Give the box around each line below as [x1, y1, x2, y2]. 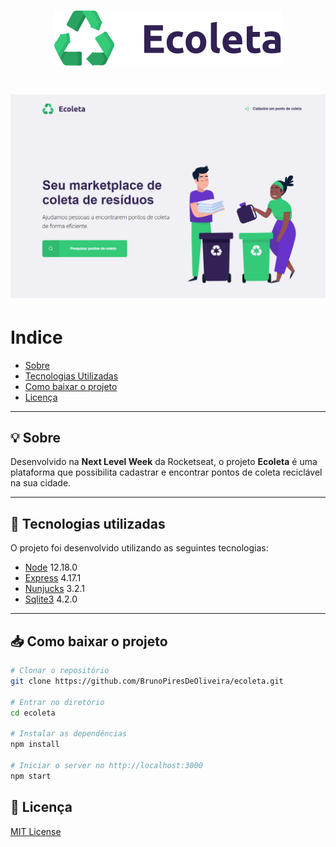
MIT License [10, 825, 62, 837]
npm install [10, 740, 60, 750]
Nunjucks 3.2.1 [24, 583, 85, 595]
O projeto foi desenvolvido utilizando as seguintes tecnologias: [10, 542, 269, 554]
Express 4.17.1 [24, 572, 82, 584]
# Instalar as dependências [10, 729, 128, 739]
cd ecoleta [10, 708, 56, 718]
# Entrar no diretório [10, 697, 105, 707]
